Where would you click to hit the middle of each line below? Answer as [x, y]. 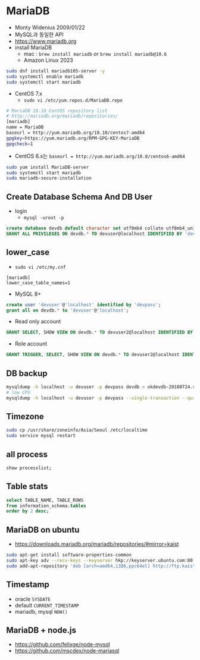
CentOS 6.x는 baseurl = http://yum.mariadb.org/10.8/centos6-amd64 [100, 156]
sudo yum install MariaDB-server [48, 167]
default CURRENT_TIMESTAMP [47, 605]
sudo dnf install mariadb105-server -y [56, 71]
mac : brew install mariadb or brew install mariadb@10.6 [95, 54]
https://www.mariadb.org [46, 41]
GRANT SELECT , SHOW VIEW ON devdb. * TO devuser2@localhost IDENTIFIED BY [100, 332]
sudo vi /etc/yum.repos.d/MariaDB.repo [73, 100]
